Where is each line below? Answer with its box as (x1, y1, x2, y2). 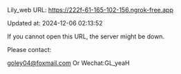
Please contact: (7, 46, 52, 53)
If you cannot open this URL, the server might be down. (7, 32, 164, 40)
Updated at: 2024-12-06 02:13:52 (7, 19, 103, 27)
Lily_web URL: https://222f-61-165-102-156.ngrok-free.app (7, 6, 174, 14)
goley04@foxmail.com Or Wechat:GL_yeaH (7, 59, 130, 67)
